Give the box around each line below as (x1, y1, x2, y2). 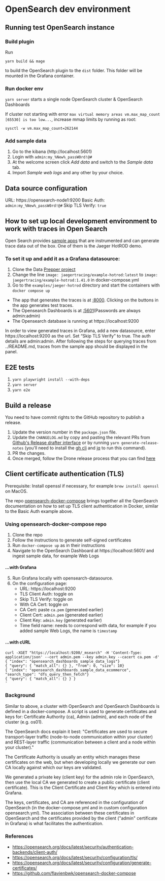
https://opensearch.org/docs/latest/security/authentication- (12, 844, 134, 850)
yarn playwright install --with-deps (12, 377, 90, 382)
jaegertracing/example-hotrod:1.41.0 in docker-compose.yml (12, 277, 139, 283)
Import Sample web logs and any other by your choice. (12, 170, 124, 176)
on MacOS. (5, 488, 28, 494)
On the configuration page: (12, 581, 67, 587)
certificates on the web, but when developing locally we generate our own (5, 759, 156, 765)
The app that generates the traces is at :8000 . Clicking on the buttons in (12, 297, 159, 303)
